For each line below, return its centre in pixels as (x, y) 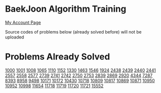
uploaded (15, 37)
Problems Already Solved (58, 57)
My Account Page (23, 22)
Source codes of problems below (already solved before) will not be (73, 32)
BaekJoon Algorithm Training (66, 9)
